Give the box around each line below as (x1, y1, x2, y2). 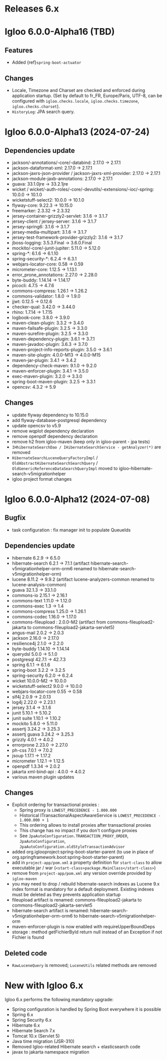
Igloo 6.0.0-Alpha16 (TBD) (4, 26, 115, 38)
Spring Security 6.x (11, 1017, 52, 1023)
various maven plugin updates (11, 774, 74, 780)
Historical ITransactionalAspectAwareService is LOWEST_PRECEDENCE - (19, 813, 161, 819)
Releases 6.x (4, 3, 59, 15)
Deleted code (4, 949, 47, 957)
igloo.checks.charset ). (11, 104, 60, 109)
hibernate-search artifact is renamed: (11, 908, 89, 914)
